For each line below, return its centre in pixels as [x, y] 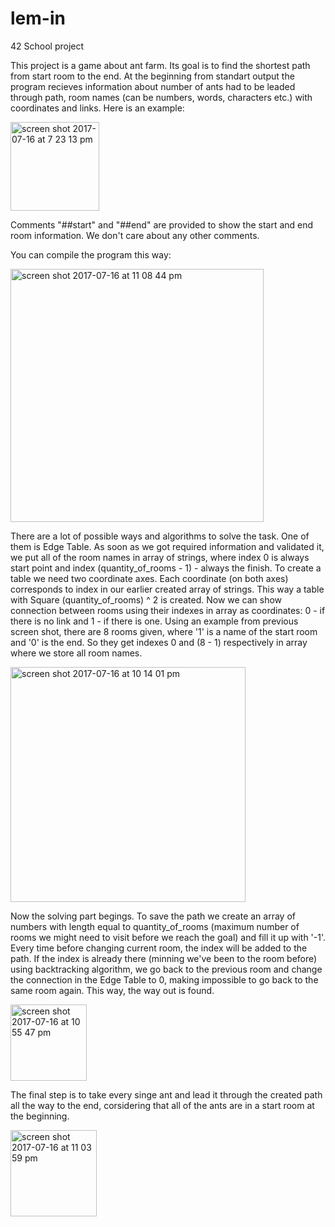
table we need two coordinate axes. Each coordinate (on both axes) [149, 578]
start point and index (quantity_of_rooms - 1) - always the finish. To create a [166, 568]
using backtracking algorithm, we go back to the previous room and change [166, 969]
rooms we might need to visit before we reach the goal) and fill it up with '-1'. [168, 937]
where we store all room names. [76, 653]
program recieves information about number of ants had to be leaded [153, 86]
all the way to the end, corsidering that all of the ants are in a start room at [162, 1105]
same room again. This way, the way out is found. [112, 990]
